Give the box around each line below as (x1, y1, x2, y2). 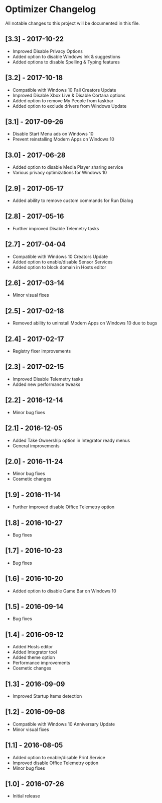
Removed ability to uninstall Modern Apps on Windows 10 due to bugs (12, 320, 157, 326)
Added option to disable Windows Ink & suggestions (12, 53, 120, 59)
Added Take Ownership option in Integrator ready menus (12, 437, 130, 443)
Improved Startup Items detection (12, 693, 82, 699)
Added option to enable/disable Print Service (12, 754, 105, 760)
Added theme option (12, 654, 55, 660)
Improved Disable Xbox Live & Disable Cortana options (12, 92, 125, 98)
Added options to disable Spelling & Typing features (12, 59, 120, 65)
